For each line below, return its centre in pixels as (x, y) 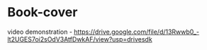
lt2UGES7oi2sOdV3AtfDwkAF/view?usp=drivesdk (80, 39)
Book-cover (43, 12)
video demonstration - (40, 32)
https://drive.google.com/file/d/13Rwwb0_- (137, 32)
